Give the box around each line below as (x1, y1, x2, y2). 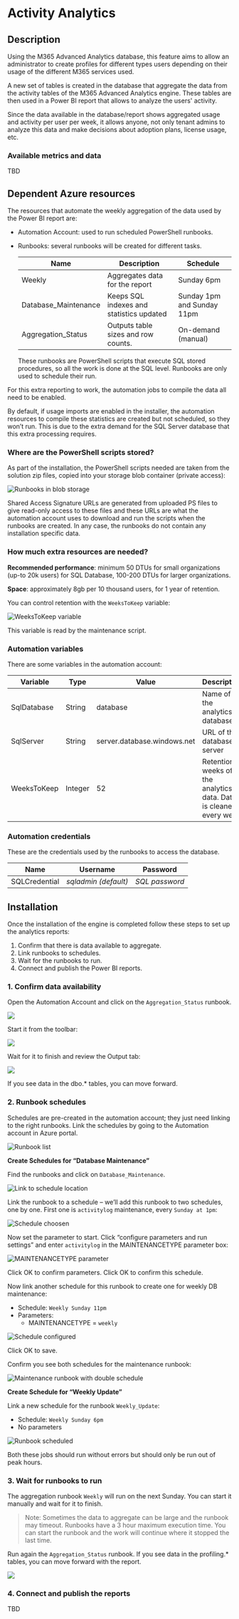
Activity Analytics (7, 5, 116, 21)
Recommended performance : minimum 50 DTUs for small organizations (7, 563, 221, 572)
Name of (202, 689, 231, 699)
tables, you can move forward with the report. (7, 1558, 142, 1566)
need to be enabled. (7, 394, 66, 402)
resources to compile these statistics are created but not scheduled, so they (7, 415, 230, 423)
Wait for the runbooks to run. (17, 957, 102, 965)
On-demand (178, 325, 221, 335)
